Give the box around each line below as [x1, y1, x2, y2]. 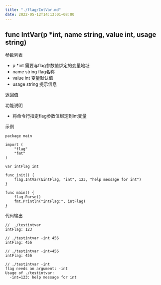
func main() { [5, 190, 35, 195]
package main [5, 134, 32, 139]
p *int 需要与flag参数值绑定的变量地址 [12, 63, 90, 69]
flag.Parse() [14, 195, 41, 200]
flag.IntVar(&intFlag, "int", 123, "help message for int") [14, 177, 142, 182]
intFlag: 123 [5, 227, 32, 232]
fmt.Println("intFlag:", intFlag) [14, 199, 86, 204]
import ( [5, 142, 23, 147]
